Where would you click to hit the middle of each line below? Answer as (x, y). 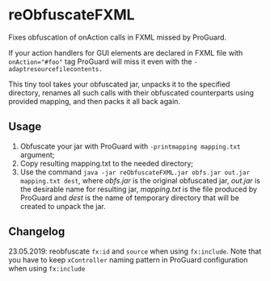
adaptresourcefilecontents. (56, 69)
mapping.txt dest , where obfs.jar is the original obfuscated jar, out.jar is (140, 180)
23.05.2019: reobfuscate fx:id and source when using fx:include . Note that (135, 251)
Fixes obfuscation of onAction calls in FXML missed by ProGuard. (118, 37)
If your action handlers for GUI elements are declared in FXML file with (126, 52)
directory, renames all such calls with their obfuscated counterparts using (131, 92)
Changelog (37, 232)
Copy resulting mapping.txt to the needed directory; (107, 163)
